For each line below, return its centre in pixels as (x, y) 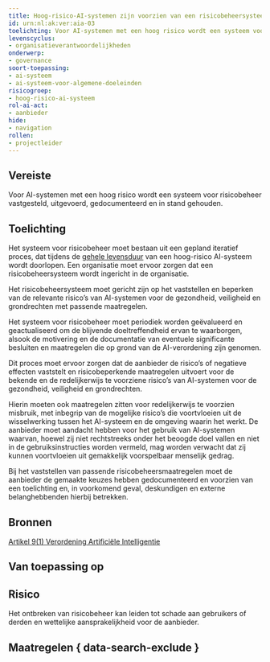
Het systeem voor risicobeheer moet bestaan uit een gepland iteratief (123, 248)
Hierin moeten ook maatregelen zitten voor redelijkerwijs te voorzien (121, 405)
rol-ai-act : (28, 105)
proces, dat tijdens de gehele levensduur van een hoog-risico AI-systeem (130, 257)
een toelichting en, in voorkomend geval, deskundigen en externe (117, 488)
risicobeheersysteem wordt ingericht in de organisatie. (99, 273)
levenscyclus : (32, 38)
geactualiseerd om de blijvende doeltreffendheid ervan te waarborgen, (125, 331)
